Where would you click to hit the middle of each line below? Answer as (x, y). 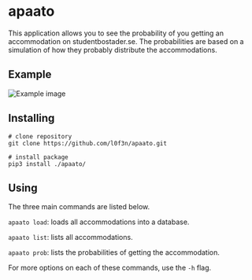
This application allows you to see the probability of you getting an (116, 33)
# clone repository (40, 136)
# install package (38, 157)
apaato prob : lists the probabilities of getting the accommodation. (114, 252)
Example (30, 74)
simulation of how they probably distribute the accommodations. (113, 50)
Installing (31, 118)
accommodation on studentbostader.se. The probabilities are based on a (126, 41)
